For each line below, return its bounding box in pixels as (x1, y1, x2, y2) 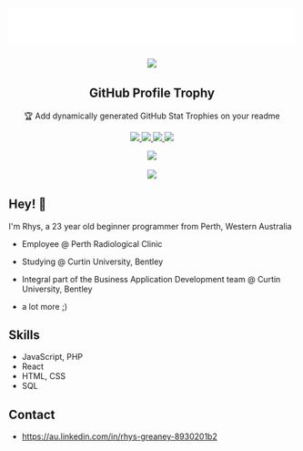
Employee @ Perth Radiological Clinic (21, 238, 163, 249)
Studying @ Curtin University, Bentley (21, 256, 164, 267)
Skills (8, 327, 40, 343)
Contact (8, 406, 56, 422)
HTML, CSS (21, 371, 66, 382)
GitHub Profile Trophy (88, 86, 216, 101)
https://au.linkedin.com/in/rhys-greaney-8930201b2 (21, 431, 217, 442)
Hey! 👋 (8, 197, 47, 212)
